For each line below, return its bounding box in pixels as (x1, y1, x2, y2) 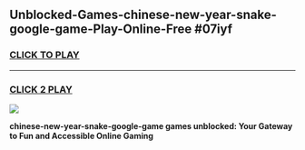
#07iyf (194, 22, 233, 37)
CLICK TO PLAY (9, 49, 80, 62)
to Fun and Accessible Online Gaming (9, 130, 154, 141)
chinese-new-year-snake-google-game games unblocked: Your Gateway (9, 120, 293, 131)
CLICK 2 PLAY (9, 83, 73, 95)
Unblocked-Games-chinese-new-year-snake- (9, 7, 277, 23)
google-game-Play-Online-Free (9, 22, 192, 37)
